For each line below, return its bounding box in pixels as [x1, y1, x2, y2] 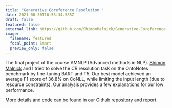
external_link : [5, 27, 38, 32]
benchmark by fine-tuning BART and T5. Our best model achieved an [5, 70, 152, 77]
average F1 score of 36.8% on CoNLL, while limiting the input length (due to [5, 76, 165, 82]
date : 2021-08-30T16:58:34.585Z [5, 12, 74, 17]
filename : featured [10, 36, 52, 41]
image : [5, 31, 19, 36]
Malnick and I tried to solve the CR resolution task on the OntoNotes [5, 65, 148, 71]
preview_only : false [10, 46, 54, 51]
